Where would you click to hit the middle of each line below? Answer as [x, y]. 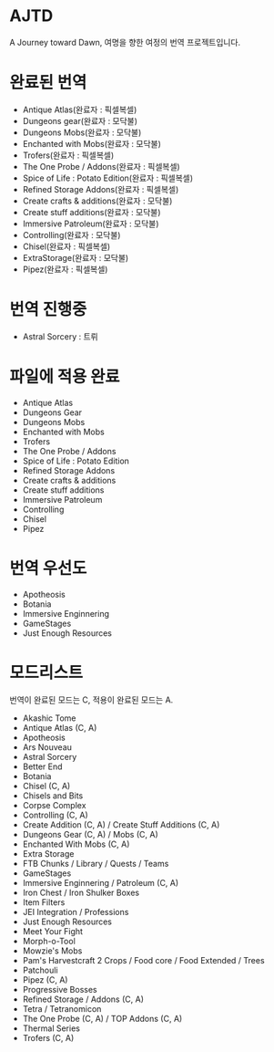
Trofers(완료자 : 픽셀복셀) [68, 155]
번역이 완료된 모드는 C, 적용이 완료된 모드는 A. [91, 700]
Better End [42, 766]
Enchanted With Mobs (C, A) [76, 844]
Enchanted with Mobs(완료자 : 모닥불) [92, 143]
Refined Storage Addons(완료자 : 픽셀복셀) [101, 189]
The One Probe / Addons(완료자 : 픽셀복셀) [101, 166]
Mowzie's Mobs [52, 951]
